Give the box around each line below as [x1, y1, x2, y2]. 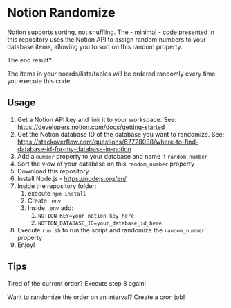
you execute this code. [7, 76, 73, 85]
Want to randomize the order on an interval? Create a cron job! [7, 293, 185, 301]
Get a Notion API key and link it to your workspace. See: [17, 115, 177, 123]
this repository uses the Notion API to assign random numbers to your [7, 35, 206, 43]
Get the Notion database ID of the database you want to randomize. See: [17, 130, 225, 138]
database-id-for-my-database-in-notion [17, 144, 131, 153]
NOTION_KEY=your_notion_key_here [37, 212, 135, 219]
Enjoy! [17, 241, 35, 249]
